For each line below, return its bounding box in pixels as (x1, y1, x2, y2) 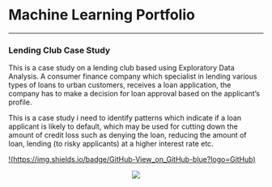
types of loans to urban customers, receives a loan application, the (8, 80, 232, 90)
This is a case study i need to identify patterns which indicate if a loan (8, 113, 242, 123)
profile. (8, 97, 32, 107)
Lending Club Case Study (8, 45, 111, 56)
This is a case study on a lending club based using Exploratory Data (8, 63, 235, 73)
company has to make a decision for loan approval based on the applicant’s (8, 89, 261, 99)
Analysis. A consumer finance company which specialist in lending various (8, 71, 257, 82)
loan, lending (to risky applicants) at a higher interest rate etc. (8, 139, 214, 149)
